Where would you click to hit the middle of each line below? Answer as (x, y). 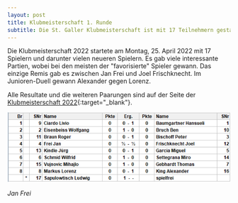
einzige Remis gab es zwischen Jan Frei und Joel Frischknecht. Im (104, 74)
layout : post (27, 15)
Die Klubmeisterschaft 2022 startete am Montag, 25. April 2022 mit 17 (109, 51)
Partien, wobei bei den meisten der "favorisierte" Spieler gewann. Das (109, 66)
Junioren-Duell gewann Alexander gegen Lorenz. (79, 81)
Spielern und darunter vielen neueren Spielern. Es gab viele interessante (113, 59)
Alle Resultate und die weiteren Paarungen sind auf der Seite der (102, 95)
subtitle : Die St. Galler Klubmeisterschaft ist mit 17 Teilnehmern (110, 30)
